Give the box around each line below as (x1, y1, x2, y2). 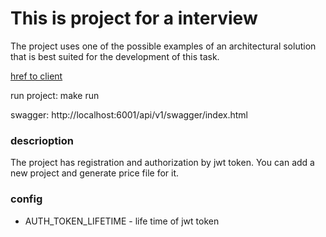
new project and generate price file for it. (10, 167, 180, 179)
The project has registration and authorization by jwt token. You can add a (10, 157, 315, 169)
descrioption (10, 133, 75, 147)
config (10, 192, 43, 206)
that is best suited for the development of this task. (10, 50, 220, 62)
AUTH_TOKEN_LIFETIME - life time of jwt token (24, 215, 220, 227)
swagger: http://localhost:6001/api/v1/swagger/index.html (10, 108, 248, 121)
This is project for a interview (10, 7, 258, 30)
